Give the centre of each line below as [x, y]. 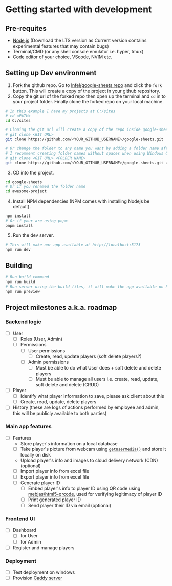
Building [19, 265]
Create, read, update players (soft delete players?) [89, 356]
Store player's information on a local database [69, 443]
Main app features [29, 427]
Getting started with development [79, 9]
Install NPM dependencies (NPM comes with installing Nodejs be [81, 201]
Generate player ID [40, 483]
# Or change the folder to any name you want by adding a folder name [82, 149]
